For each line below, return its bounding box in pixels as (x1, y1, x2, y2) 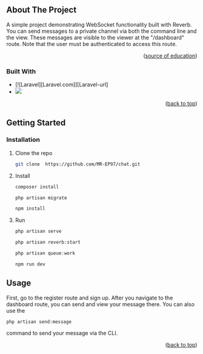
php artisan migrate (15, 195, 67, 201)
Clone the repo (15, 149, 53, 156)
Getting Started (6, 118, 66, 128)
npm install (15, 205, 45, 212)
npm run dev (15, 261, 45, 267)
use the (6, 307, 25, 314)
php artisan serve (15, 229, 62, 235)
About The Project (6, 5, 77, 15)
